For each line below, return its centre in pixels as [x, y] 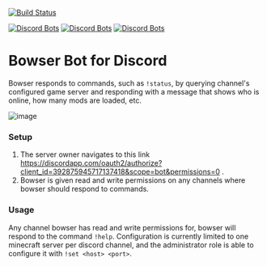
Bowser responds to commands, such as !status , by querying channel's [129, 83]
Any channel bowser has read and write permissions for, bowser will [122, 227]
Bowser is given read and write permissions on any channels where [133, 180]
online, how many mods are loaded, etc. [75, 100]
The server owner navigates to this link [85, 154]
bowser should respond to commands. [85, 189]
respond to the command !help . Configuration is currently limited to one [129, 236]
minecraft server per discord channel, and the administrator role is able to [131, 245]
